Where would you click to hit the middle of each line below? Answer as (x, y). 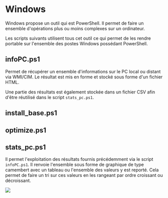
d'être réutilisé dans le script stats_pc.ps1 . (50, 97)
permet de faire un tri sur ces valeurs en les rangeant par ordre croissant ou (84, 175)
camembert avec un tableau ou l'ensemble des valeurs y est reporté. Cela (82, 170)
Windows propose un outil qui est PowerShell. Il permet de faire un (74, 23)
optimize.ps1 (26, 130)
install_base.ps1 (31, 113)
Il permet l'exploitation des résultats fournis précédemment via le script (79, 159)
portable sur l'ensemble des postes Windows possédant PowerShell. (76, 43)
